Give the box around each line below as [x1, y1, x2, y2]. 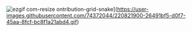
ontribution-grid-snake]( [56, 6, 118, 13]
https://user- [116, 6, 149, 13]
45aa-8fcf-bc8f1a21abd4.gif [6, 18, 77, 25]
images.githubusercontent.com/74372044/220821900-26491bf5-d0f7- [6, 12, 186, 19]
